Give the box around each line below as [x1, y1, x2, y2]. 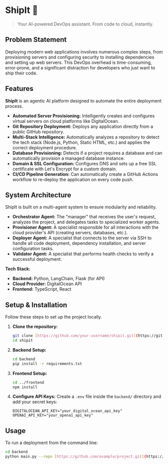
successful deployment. [12, 256, 62, 262]
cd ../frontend [12, 380, 44, 385]
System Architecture [5, 191, 71, 199]
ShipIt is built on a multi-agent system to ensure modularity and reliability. [5, 204, 157, 210]
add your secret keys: [12, 399, 57, 405]
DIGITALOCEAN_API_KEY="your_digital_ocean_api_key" [12, 409, 122, 414]
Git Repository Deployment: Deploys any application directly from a [12, 123, 153, 129]
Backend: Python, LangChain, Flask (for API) [12, 276, 105, 282]
